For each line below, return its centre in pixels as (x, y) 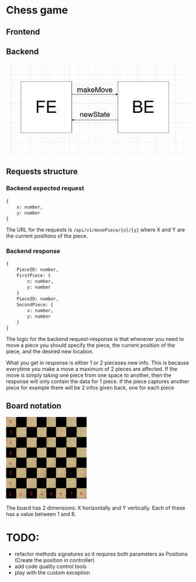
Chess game (37, 10)
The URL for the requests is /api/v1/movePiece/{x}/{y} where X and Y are (96, 229)
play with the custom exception (52, 572)
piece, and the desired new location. (50, 351)
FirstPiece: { (34, 275)
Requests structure (42, 172)
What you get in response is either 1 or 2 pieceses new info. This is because (97, 363)
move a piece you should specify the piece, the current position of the (91, 345)
